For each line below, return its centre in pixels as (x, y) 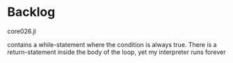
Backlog (31, 12)
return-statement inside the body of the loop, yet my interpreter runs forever (116, 52)
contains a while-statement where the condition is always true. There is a (112, 44)
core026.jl (22, 31)
